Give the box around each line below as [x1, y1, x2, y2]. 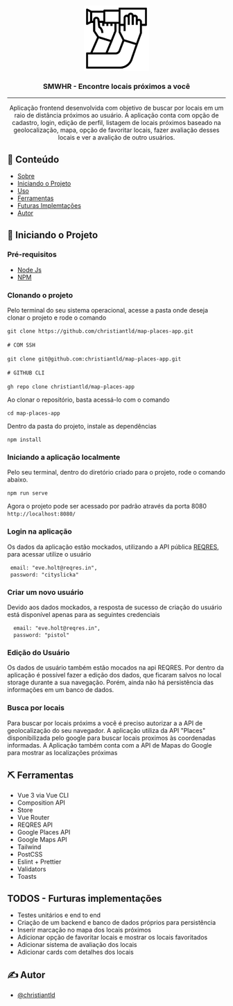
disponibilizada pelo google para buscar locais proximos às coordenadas [7, 734, 216, 742]
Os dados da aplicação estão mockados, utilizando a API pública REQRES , [7, 543, 220, 551]
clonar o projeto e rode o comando [7, 313, 107, 322]
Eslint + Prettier [17, 857, 62, 866]
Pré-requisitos [7, 249, 57, 259]
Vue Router [17, 814, 50, 822]
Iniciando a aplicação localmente [7, 452, 121, 462]
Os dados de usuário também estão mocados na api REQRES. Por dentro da [7, 663, 224, 672]
